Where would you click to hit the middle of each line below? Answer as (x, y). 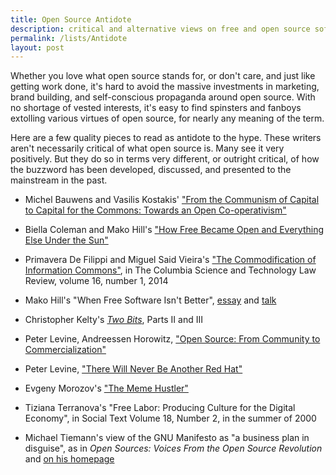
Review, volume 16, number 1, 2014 (96, 281)
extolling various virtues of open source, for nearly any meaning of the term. (167, 118)
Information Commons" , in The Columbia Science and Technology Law (170, 270)
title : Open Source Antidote (71, 19)
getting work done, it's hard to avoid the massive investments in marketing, (165, 87)
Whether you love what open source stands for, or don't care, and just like (163, 76)
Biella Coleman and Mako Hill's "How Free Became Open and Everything (174, 230)
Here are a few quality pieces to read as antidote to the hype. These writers (166, 138)
